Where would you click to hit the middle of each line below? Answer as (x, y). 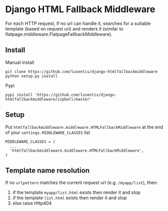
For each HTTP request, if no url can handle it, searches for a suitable (78, 23)
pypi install (19, 95)
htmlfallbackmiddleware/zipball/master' (49, 99)
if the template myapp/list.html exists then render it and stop (76, 192)
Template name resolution (47, 170)
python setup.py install (31, 76)
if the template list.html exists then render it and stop (70, 198)
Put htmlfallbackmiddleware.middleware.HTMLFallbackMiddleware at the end (84, 127)
